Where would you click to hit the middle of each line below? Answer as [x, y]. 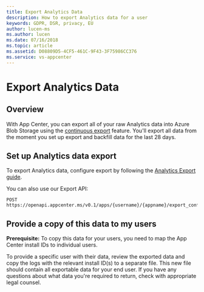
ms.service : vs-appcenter [39, 57]
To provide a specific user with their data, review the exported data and [96, 257]
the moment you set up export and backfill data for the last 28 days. [91, 137]
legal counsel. [24, 282]
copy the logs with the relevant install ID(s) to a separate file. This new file [99, 263]
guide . [14, 177]
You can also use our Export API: [47, 189]
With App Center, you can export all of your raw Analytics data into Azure [98, 124]
